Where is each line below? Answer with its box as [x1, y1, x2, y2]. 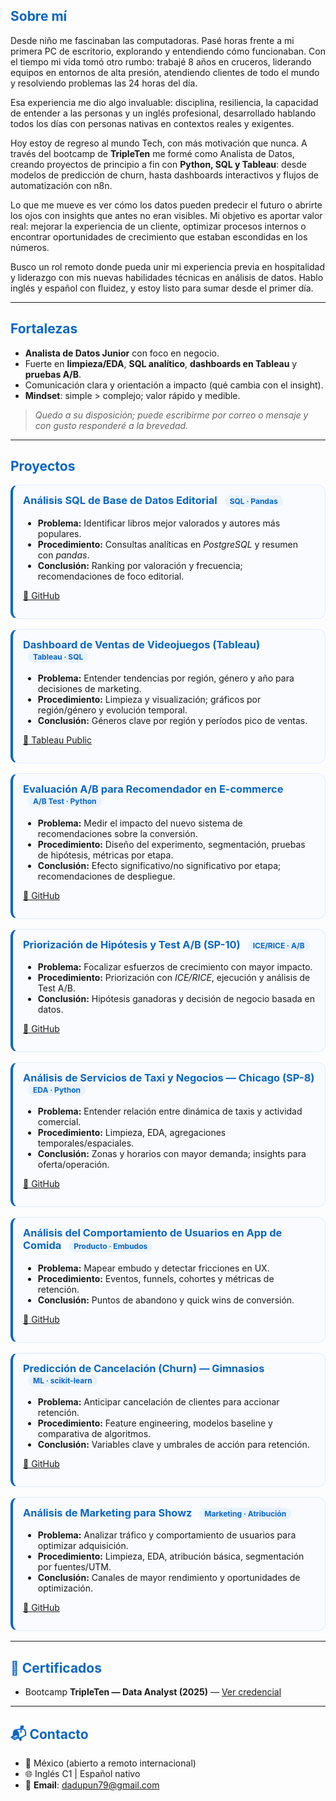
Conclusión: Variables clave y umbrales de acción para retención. [37, 1439, 310, 1451]
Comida [23, 1239, 62, 1253]
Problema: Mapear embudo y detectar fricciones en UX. [37, 1262, 270, 1274]
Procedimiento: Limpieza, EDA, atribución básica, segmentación [37, 1550, 305, 1563]
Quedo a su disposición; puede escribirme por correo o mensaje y [34, 409, 309, 421]
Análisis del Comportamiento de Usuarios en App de [23, 1226, 283, 1240]
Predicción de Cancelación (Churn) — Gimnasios [23, 1361, 265, 1375]
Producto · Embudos [73, 1241, 148, 1252]
